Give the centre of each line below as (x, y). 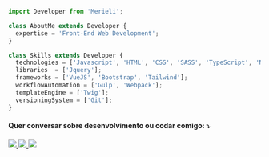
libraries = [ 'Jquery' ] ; (59, 70)
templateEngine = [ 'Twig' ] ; (62, 92)
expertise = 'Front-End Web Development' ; (87, 33)
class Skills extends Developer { (66, 55)
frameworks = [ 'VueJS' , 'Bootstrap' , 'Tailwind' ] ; (102, 78)
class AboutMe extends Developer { (68, 26)
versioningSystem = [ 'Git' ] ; (64, 100)
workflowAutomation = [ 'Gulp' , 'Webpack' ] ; (89, 85)
